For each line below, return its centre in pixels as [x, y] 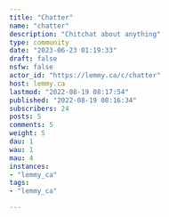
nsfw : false [31, 68]
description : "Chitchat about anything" [85, 34]
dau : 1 [21, 141]
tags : [19, 183]
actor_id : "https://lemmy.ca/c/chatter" [85, 76]
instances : [29, 166]
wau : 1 [21, 149]
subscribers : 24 [39, 108]
